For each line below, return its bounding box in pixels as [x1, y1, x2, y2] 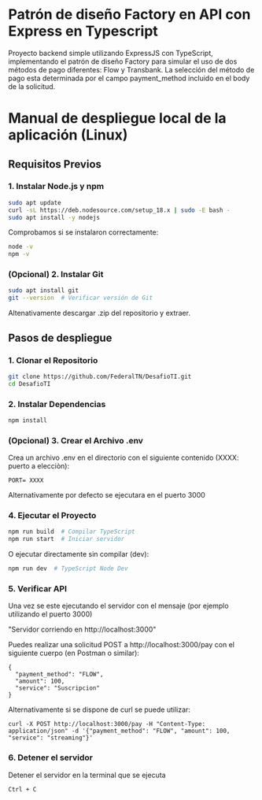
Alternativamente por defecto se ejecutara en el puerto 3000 [8, 491, 206, 500]
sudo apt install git [8, 287, 79, 294]
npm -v [8, 250, 30, 258]
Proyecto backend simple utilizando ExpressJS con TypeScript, [8, 48, 214, 57]
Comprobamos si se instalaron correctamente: [8, 228, 159, 237]
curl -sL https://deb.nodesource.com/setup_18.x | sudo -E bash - [8, 206, 231, 214]
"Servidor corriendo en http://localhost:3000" [8, 624, 157, 635]
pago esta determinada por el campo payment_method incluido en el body [8, 73, 250, 83]
